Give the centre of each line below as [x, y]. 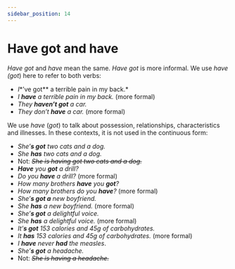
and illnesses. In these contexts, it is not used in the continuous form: [108, 132]
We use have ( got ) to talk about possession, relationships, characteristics [114, 125]
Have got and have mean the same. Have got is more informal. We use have [118, 68]
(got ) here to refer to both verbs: [55, 75]
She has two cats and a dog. [59, 153]
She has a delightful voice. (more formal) [77, 221]
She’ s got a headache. [51, 251]
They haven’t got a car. [52, 104]
